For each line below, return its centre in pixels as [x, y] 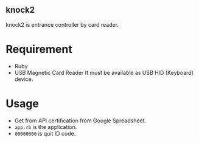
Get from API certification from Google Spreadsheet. [80, 120]
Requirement [39, 49]
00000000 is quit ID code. [45, 133]
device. [24, 79]
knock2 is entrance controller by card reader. [62, 24]
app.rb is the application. [46, 127]
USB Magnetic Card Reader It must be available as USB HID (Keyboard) [104, 72]
